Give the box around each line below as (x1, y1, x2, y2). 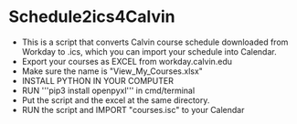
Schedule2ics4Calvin (8, 6, 175, 27)
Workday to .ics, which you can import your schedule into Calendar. (21, 46, 277, 57)
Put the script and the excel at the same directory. (21, 94, 210, 106)
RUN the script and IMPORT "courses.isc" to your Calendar (21, 104, 245, 115)
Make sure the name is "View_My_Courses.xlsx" (21, 66, 203, 77)
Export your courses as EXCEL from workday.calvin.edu (21, 56, 233, 67)
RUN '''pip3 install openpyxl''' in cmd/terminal (21, 85, 196, 96)
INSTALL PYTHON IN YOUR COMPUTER (21, 75, 175, 86)
